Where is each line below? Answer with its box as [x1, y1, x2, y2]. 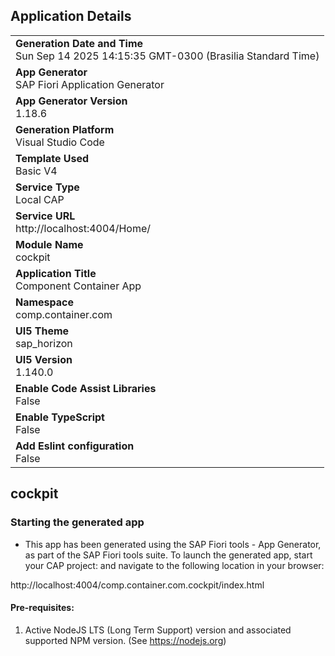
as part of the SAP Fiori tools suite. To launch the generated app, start [24, 549, 313, 561]
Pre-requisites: [10, 602, 75, 614]
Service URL [15, 209, 76, 223]
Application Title [15, 266, 97, 280]
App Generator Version [15, 94, 128, 108]
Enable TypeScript [15, 410, 105, 424]
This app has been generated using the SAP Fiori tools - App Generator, [24, 538, 322, 550]
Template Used [15, 151, 90, 165]
